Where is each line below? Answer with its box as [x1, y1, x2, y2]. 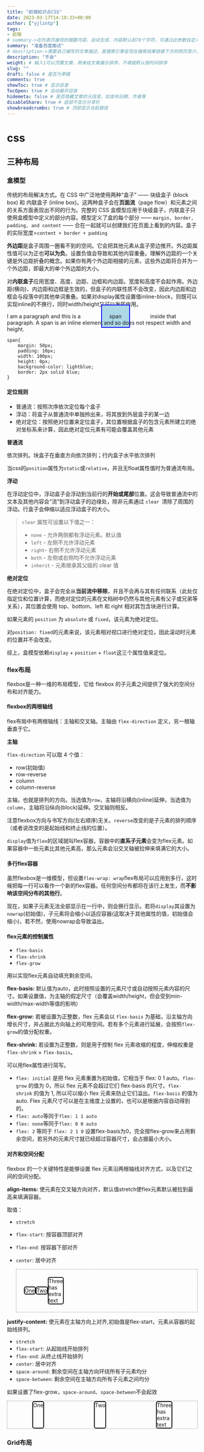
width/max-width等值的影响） [7, 1000, 81, 1007]
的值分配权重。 [18, 1028, 55, 1035]
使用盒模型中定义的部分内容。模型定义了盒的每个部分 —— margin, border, [7, 214, 194, 222]
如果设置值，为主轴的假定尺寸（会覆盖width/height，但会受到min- [17, 992, 183, 1000]
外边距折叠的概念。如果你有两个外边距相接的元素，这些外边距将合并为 [17, 257, 192, 265]
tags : [7, 26, 21, 32]
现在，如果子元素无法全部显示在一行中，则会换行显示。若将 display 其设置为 [7, 902, 196, 910]
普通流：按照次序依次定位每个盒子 [15, 403, 101, 410]
